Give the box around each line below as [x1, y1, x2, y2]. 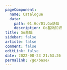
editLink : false [5, 48, 39, 53]
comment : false [5, 44, 37, 49]
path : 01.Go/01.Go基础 [14, 21, 60, 26]
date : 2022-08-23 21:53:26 [5, 53, 61, 58]
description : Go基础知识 [14, 26, 63, 31]
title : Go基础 [5, 30, 33, 35]
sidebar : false [5, 35, 37, 40]
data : [9, 16, 21, 21]
